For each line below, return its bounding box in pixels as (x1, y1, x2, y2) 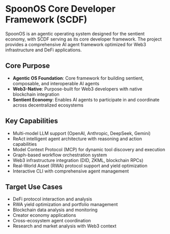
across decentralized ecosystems (12, 102, 84, 108)
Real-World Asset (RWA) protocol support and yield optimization (12, 162, 148, 169)
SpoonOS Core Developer (5, 3, 116, 15)
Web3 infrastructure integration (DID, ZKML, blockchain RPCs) (12, 157, 144, 163)
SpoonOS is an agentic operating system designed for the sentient (5, 30, 145, 37)
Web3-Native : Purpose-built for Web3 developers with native (12, 86, 143, 92)
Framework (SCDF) (5, 14, 88, 25)
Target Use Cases (5, 182, 63, 191)
